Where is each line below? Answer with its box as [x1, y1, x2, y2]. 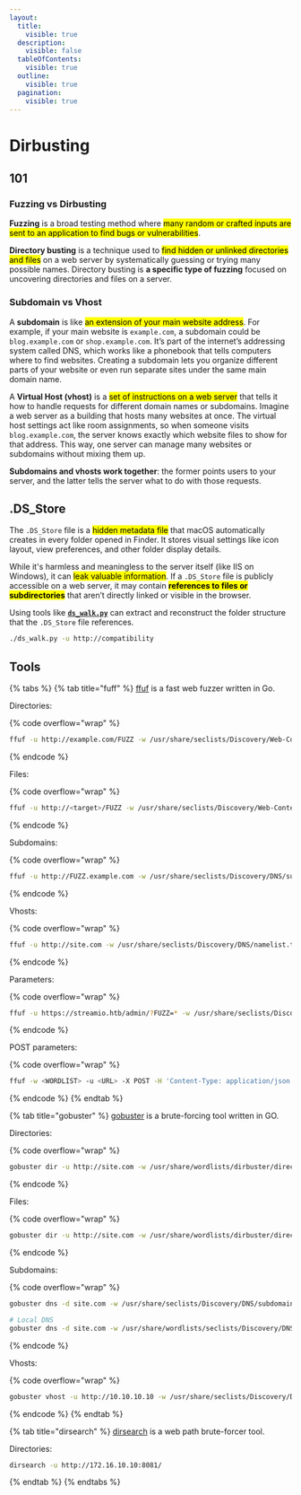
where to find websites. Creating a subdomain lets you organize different [9, 354, 279, 365]
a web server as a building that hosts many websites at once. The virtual [9, 410, 277, 421]
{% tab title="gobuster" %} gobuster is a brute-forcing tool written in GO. [9, 1110, 279, 1122]
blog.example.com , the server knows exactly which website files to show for [9, 429, 288, 440]
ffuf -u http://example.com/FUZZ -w [9, 735, 146, 745]
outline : [17, 72, 50, 81]
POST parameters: [9, 1042, 78, 1053]
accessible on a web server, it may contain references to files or [9, 581, 248, 591]
